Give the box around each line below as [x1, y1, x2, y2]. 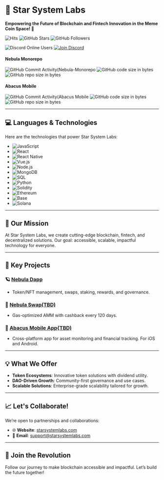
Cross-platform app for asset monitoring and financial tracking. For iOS [12, 335, 155, 341]
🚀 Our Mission [5, 219, 49, 228]
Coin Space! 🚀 [5, 25, 34, 31]
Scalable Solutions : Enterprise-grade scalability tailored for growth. [12, 383, 149, 389]
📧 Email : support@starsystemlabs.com [12, 432, 91, 438]
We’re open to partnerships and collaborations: [5, 417, 100, 423]
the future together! [5, 469, 45, 475]
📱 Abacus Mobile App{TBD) [5, 324, 72, 331]
